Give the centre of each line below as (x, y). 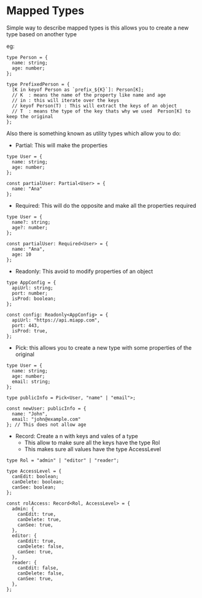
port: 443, (26, 325)
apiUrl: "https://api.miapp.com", (56, 320)
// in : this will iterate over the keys (66, 100)
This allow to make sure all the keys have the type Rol (92, 443)
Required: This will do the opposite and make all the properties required (106, 205)
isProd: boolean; (34, 299)
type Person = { (27, 57)
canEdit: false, (38, 568)
